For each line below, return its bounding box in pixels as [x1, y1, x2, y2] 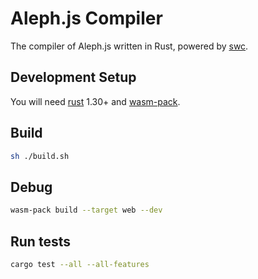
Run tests [10, 233, 71, 250]
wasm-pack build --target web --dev [10, 205, 163, 216]
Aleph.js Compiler [10, 7, 163, 30]
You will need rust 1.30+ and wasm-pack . [10, 95, 181, 107]
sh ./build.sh [10, 151, 70, 161]
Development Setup [10, 69, 137, 86]
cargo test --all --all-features [10, 259, 150, 269]
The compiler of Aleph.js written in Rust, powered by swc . [10, 40, 249, 52]
